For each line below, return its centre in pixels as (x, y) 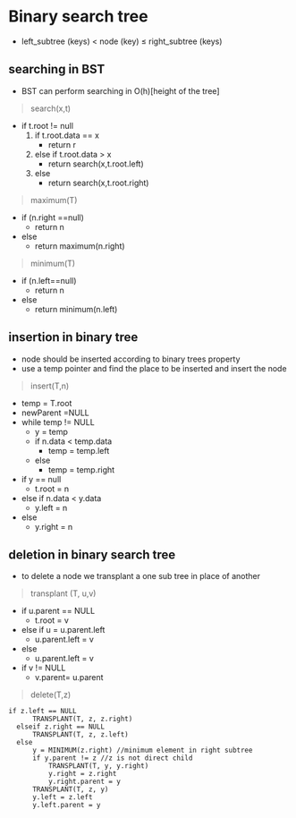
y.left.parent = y (66, 805)
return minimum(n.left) (76, 309)
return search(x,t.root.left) (96, 164)
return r (62, 144)
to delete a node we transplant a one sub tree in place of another (141, 576)
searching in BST (57, 69)
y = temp (51, 431)
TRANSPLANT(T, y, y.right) (98, 766)
